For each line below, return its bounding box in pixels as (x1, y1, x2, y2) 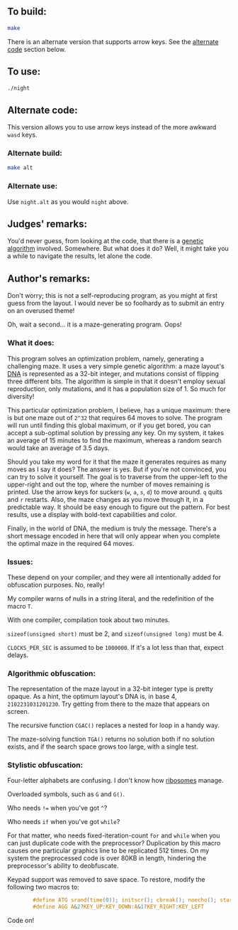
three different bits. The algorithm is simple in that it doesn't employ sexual (7, 377, 225, 385)
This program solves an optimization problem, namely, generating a (7, 354, 204, 363)
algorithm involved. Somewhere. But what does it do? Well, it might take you (7, 245, 229, 253)
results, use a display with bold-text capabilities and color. (7, 510, 177, 518)
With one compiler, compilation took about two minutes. (7, 615, 170, 624)
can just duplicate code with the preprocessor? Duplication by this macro (7, 839, 221, 848)
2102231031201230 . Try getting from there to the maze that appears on (7, 700, 210, 708)
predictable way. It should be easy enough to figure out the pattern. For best (7, 503, 230, 511)
